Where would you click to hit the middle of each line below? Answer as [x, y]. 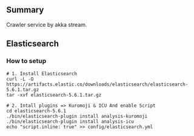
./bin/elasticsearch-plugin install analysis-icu [70, 121]
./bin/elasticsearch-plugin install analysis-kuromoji [77, 116]
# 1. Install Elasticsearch [42, 73]
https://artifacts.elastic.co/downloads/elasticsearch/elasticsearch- [97, 84]
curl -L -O [20, 79]
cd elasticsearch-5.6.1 [36, 111]
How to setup [26, 61]
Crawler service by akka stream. [47, 24]
